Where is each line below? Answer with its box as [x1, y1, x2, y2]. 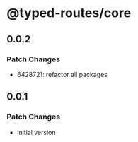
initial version [16, 128, 56, 136]
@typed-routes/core [6, 5, 132, 21]
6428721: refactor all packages [16, 70, 108, 78]
